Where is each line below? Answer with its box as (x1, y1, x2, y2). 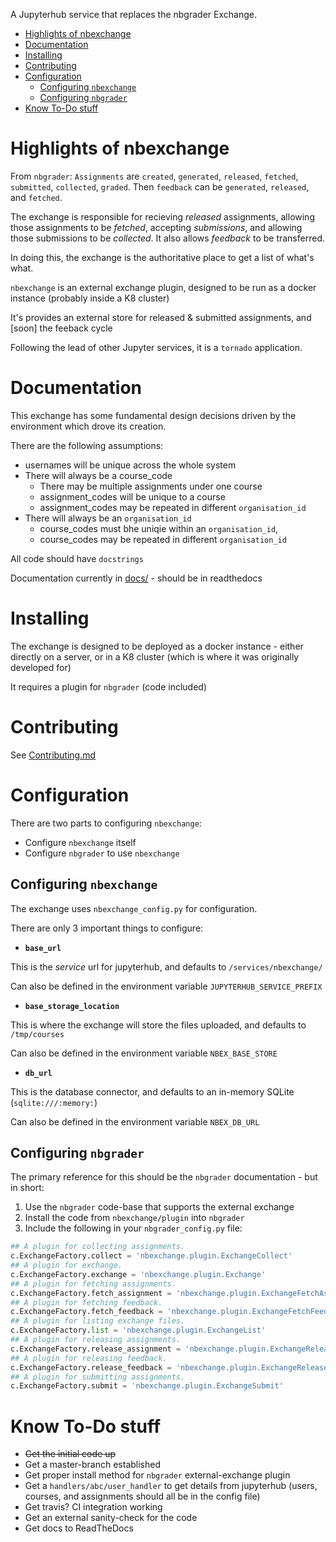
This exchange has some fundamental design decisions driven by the (10, 409, 297, 421)
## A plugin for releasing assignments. (10, 1335, 182, 1345)
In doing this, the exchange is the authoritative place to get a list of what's (10, 251, 315, 263)
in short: (10, 1182, 45, 1194)
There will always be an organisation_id (24, 512, 192, 524)
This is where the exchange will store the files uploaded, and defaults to (10, 1019, 307, 1031)
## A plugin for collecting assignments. (10, 1242, 186, 1252)
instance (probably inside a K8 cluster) (10, 292, 170, 304)
